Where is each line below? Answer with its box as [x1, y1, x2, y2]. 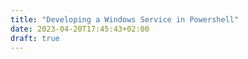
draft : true [10, 33, 60, 43]
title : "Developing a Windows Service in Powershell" [10, 14, 240, 25]
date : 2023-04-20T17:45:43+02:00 [10, 24, 150, 34]
